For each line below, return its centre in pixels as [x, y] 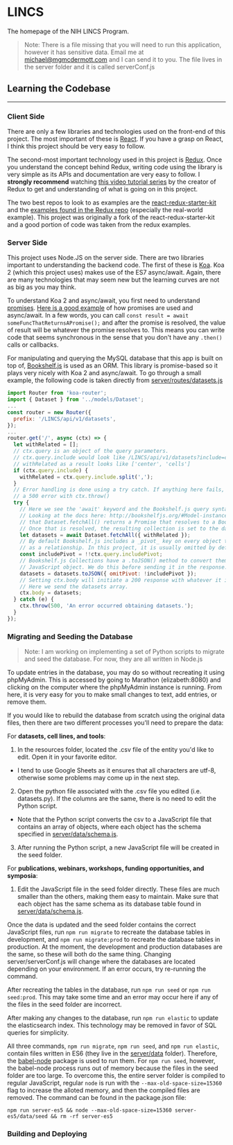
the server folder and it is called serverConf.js [89, 67]
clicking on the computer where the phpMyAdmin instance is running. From [115, 687]
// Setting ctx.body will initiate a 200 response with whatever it [121, 580]
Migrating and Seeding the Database [70, 637]
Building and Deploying [47, 1134]
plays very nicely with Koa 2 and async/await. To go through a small [104, 373]
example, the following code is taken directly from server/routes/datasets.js [115, 380]
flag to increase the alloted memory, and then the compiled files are [104, 1090]
